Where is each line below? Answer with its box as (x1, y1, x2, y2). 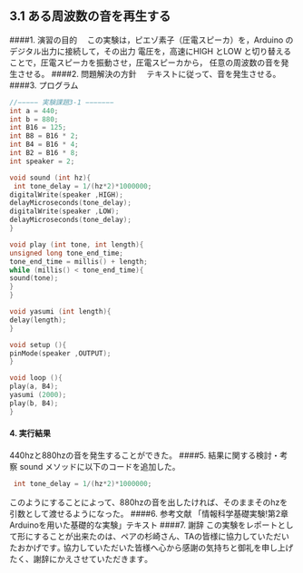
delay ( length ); (9, 316, 67, 325)
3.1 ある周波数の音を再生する (9, 8, 171, 24)
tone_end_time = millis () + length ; (9, 257, 148, 266)
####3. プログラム (9, 80, 79, 91)
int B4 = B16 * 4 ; (9, 140, 79, 150)
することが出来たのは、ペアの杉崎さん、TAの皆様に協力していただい (33, 530, 290, 541)
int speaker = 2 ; (9, 157, 75, 166)
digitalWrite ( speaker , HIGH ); (9, 189, 124, 199)
